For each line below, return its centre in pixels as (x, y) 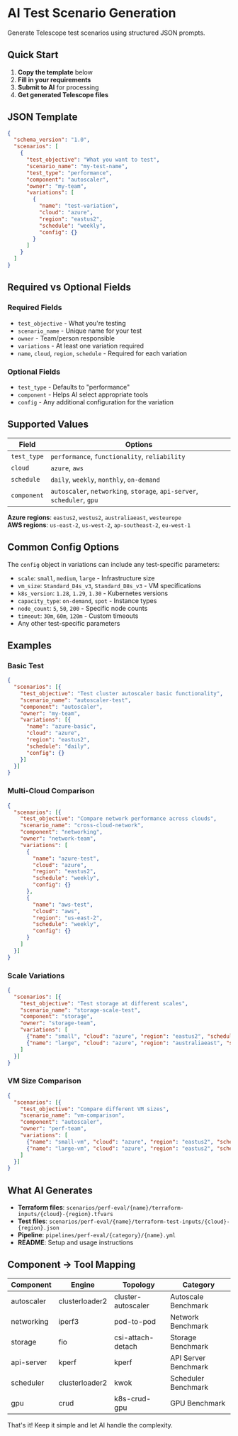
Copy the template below (55, 72)
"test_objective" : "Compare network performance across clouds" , (119, 819)
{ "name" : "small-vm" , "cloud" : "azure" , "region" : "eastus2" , (120, 1142)
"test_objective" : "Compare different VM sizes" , (95, 1109)
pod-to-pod (135, 1321)
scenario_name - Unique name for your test (80, 331)
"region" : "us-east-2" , (68, 918)
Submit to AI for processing (58, 87)
